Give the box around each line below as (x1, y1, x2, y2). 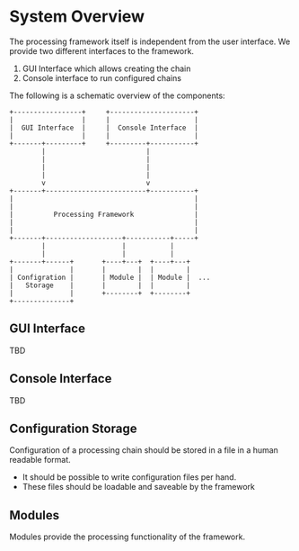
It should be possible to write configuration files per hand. (22, 472, 237, 483)
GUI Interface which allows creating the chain (22, 63, 191, 74)
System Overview (9, 6, 145, 27)
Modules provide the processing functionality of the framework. (9, 531, 245, 542)
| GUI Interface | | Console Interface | (9, 123, 199, 132)
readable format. (9, 455, 72, 465)
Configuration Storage (9, 420, 137, 436)
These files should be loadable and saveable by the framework (22, 482, 256, 492)
